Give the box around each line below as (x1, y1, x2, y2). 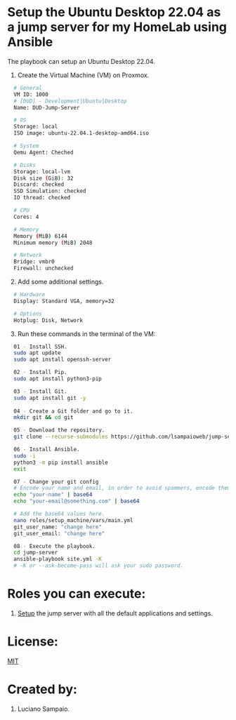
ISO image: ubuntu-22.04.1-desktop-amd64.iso (13, 130, 150, 137)
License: (7, 634, 58, 650)
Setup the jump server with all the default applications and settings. (17, 609, 213, 618)
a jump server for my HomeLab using (7, 19, 227, 35)
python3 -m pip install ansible (13, 459, 109, 466)
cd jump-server (13, 549, 58, 556)
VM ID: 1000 (13, 91, 49, 98)
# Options (13, 310, 42, 317)
